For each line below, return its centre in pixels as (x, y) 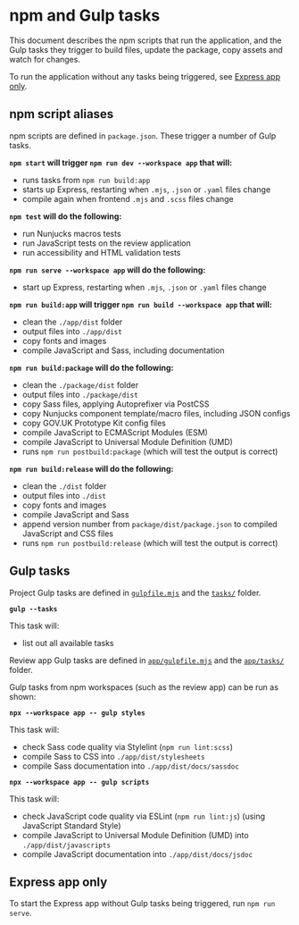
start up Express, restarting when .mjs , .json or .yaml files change (144, 287)
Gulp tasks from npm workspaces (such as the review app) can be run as (144, 687)
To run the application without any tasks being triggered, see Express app (145, 76)
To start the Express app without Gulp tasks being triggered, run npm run (142, 904)
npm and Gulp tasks (85, 16)
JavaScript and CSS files (68, 534)
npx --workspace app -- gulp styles (77, 713)
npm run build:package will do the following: (91, 367)
